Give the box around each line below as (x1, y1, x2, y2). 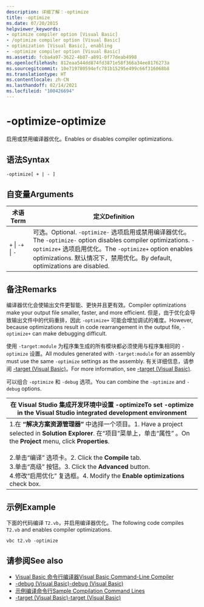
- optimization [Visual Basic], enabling (6, 43, 113, 49)
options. (21, 385, 42, 392)
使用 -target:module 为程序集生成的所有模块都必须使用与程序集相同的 (6, 342, 181, 350)
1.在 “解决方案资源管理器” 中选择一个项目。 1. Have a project (9, 420, 183, 429)
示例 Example (6, 502, 56, 512)
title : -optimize (6, 15, 50, 21)
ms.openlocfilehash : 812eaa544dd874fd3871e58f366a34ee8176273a (6, 60, 170, 66)
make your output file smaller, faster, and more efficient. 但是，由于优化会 (6, 309, 190, 316)
